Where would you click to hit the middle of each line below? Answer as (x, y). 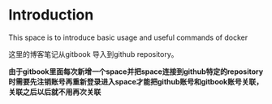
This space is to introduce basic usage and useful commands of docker (128, 37)
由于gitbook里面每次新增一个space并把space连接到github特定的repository (136, 71)
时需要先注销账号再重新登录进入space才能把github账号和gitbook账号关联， (136, 81)
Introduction (51, 15)
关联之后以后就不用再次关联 (55, 92)
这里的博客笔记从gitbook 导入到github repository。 (93, 54)
